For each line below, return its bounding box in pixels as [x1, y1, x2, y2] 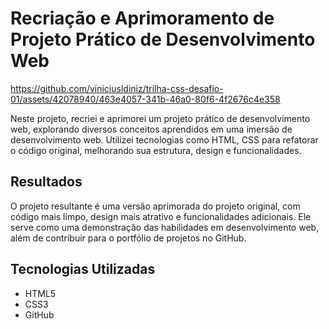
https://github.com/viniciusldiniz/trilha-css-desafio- [10, 82, 224, 94]
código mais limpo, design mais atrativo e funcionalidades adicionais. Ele [10, 210, 312, 222]
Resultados [10, 173, 83, 191]
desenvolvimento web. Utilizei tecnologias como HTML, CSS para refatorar [10, 133, 319, 146]
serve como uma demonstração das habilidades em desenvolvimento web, [10, 221, 320, 233]
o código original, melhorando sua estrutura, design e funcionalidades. [10, 144, 302, 156]
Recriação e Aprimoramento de [10, 7, 275, 30]
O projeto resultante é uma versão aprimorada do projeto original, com [10, 200, 301, 212]
